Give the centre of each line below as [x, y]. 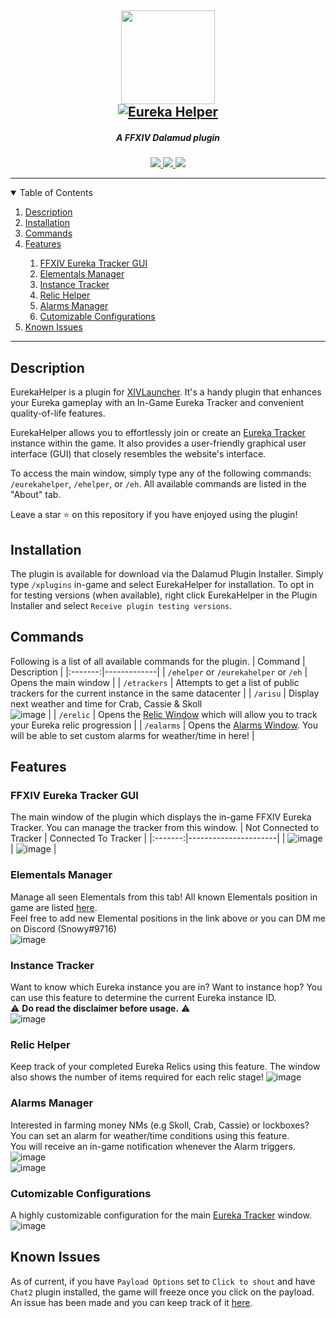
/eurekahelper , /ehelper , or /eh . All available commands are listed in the [158, 484]
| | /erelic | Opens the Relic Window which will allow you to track [183, 714]
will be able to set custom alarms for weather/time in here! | [132, 735]
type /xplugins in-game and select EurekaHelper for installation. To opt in [162, 584]
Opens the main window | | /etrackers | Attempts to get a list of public [155, 682]
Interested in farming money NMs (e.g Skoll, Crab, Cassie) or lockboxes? [160, 1125]
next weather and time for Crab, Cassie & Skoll [106, 703]
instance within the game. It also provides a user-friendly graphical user [158, 443]
